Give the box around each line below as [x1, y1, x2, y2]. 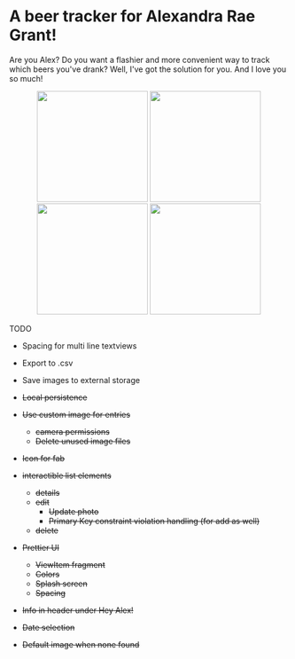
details [35, 487, 60, 498]
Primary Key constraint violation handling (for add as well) [48, 515, 260, 526]
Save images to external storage [21, 374, 140, 385]
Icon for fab [21, 452, 65, 463]
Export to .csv [21, 357, 74, 368]
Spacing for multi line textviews [21, 340, 137, 351]
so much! [9, 73, 43, 83]
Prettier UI [21, 542, 60, 553]
